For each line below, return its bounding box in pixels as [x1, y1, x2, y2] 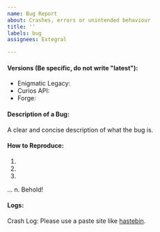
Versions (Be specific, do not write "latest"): [7, 63, 138, 72]
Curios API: [17, 86, 50, 95]
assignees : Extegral [7, 36, 67, 43]
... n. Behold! [7, 185, 44, 194]
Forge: [17, 94, 36, 102]
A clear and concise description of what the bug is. [7, 125, 154, 134]
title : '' [7, 23, 36, 30]
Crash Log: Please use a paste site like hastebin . [7, 217, 146, 225]
